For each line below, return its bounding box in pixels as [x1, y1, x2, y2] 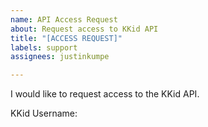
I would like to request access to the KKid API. [10, 88, 200, 100]
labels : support [10, 42, 78, 53]
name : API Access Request [10, 14, 118, 25]
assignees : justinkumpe [10, 52, 110, 62]
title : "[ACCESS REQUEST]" [10, 33, 123, 43]
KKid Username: [10, 107, 78, 120]
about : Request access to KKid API [10, 24, 159, 34]
